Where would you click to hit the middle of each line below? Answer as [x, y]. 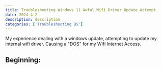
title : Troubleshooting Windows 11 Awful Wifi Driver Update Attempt [81, 10]
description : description [33, 19]
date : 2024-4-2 [21, 15]
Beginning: [23, 60]
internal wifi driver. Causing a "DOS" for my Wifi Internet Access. [73, 44]
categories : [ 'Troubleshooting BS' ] [44, 24]
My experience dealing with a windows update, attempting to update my [81, 39]
